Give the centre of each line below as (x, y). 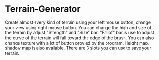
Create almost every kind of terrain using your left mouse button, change (78, 22)
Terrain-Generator (43, 9)
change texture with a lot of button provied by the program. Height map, (77, 43)
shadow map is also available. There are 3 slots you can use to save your (78, 48)
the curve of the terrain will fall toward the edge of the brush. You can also (79, 38)
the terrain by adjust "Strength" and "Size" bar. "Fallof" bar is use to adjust (80, 32)
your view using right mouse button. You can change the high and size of (78, 27)
